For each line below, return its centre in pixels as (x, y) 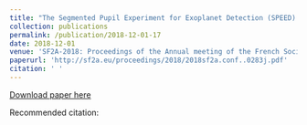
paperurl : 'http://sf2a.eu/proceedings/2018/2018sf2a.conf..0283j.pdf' (148, 60)
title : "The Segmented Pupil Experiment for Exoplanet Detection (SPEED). (155, 18)
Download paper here (50, 94)
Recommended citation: (54, 112)
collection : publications (58, 26)
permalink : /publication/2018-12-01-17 (85, 35)
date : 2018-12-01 (42, 43)
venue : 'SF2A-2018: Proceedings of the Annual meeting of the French (145, 52)
